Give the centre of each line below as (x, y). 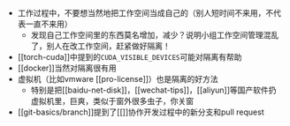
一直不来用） (49, 24)
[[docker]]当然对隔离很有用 (67, 68)
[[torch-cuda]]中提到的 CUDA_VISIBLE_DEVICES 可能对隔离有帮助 (130, 57)
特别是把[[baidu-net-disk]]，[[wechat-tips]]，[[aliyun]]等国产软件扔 (153, 90)
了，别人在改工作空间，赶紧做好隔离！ (100, 46)
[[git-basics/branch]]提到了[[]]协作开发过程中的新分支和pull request (141, 112)
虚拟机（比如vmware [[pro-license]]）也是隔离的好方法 (118, 79)
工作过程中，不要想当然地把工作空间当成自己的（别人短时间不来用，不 (145, 13)
